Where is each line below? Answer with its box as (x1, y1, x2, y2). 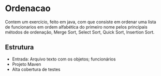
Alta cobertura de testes (12, 66, 60, 72)
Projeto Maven (12, 61, 41, 67)
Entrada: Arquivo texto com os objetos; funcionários (12, 56, 116, 62)
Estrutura (5, 43, 34, 51)
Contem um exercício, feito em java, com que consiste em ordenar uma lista (5, 19, 156, 25)
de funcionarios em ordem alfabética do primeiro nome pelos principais (5, 24, 148, 30)
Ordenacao (5, 3, 51, 14)
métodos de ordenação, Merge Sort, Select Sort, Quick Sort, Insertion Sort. (5, 29, 155, 35)
